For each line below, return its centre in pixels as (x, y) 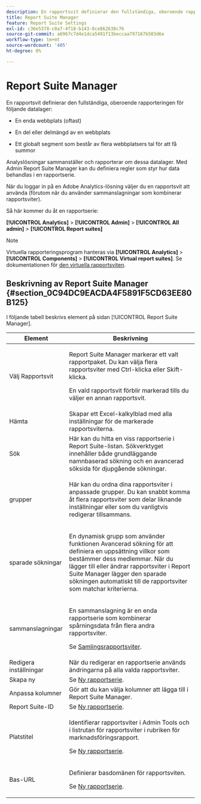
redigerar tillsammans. (100, 514)
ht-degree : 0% (24, 51)
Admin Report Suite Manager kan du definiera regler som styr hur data (93, 168)
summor (25, 150)
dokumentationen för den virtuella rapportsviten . (66, 264)
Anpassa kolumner (35, 693)
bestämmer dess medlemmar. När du (121, 558)
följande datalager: (29, 109)
